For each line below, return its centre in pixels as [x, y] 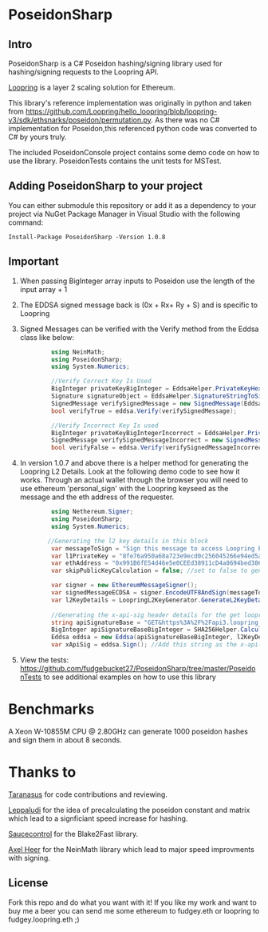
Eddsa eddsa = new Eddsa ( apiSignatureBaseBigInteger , [142, 638]
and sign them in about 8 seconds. [65, 740]
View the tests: [44, 660]
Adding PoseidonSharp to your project [106, 186]
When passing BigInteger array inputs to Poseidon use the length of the [137, 281]
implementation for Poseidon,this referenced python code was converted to [133, 128]
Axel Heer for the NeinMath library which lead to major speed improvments [132, 849]
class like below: [47, 337]
